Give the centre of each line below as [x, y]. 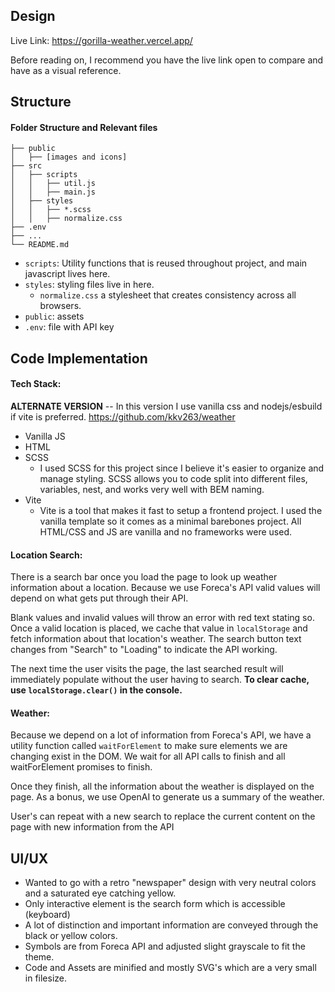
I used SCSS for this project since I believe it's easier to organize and [182, 468]
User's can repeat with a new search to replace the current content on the [163, 816]
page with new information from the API [92, 827]
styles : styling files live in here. [89, 285]
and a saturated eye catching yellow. [100, 893]
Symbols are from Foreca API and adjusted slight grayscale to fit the [165, 946]
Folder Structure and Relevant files [84, 127]
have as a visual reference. [66, 70]
